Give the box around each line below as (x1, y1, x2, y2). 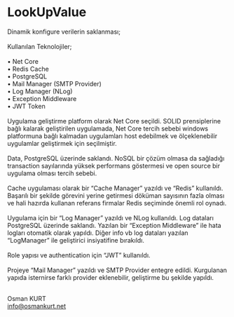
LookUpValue (7, 4, 87, 20)
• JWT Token (7, 102, 46, 110)
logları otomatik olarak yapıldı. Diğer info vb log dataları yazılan (7, 229, 188, 237)
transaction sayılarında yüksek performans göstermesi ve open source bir (7, 161, 221, 170)
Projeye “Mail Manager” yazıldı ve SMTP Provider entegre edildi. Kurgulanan (7, 266, 228, 274)
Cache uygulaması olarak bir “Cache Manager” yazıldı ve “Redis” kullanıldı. (7, 184, 223, 192)
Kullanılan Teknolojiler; (7, 42, 72, 50)
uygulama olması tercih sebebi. (7, 169, 97, 177)
